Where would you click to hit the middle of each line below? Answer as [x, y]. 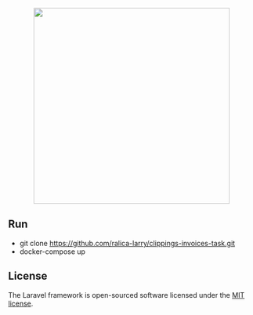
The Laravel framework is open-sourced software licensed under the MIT [127, 295]
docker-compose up [52, 252]
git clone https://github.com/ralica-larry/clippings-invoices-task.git [127, 243]
